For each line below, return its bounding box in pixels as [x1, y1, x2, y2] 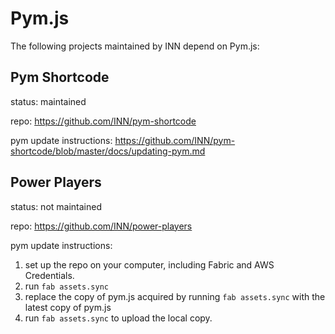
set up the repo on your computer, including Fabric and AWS [24, 258, 275, 271]
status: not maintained [10, 200, 102, 212]
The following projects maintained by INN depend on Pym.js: [10, 40, 260, 52]
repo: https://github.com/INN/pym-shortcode [10, 115, 197, 127]
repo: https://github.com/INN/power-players [10, 220, 193, 232]
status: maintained [10, 95, 87, 107]
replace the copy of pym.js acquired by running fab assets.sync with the [24, 290, 326, 302]
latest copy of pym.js [24, 301, 112, 313]
